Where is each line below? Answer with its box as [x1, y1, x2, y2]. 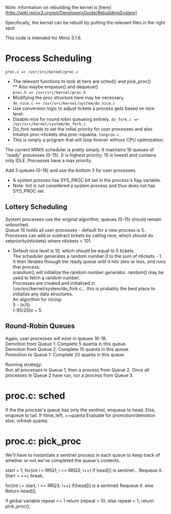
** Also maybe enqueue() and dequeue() [12, 83, 99, 89]
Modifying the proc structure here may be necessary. [12, 94, 125, 101]
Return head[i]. [5, 488, 37, 494]
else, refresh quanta [5, 417, 47, 424]
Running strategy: [5, 361, 43, 368]
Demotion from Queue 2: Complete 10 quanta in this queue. [5, 346, 130, 352]
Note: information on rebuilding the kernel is [5, 5, 98, 10]
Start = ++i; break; [5, 473, 44, 479]
